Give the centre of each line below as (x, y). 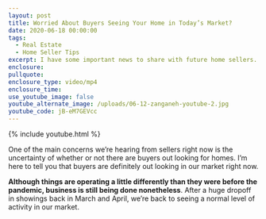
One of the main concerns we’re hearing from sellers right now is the (121, 149)
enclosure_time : (35, 89)
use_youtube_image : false (51, 97)
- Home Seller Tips (48, 52)
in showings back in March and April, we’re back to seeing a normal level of (132, 198)
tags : (17, 38)
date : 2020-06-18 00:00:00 (53, 30)
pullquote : (26, 75)
